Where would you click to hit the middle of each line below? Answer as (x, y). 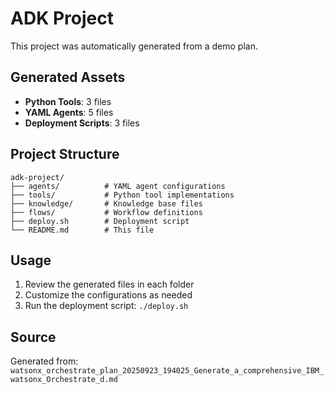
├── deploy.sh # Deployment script (100, 221)
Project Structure (65, 154)
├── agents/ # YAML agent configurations (118, 186)
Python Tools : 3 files (68, 101)
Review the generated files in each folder (109, 284)
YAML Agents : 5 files (69, 112)
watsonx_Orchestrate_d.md (64, 380)
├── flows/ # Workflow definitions (106, 212)
